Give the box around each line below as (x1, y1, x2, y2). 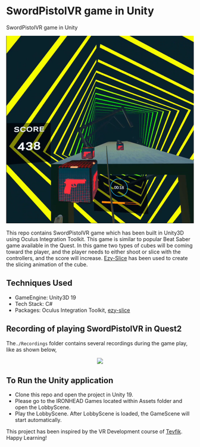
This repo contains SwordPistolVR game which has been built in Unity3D (6, 229, 185, 236)
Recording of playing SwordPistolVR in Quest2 (6, 324, 182, 334)
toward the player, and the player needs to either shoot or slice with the (6, 248, 181, 255)
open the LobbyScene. (14, 404, 71, 411)
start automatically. (14, 417, 62, 424)
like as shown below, (6, 346, 57, 353)
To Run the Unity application (6, 375, 114, 385)
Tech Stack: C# (14, 300, 53, 307)
